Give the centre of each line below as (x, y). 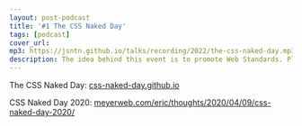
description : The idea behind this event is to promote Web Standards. (146, 59)
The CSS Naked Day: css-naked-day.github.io (94, 85)
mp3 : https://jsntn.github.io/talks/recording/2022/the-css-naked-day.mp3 (152, 51)
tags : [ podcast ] (40, 34)
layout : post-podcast (50, 18)
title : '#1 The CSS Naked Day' (68, 26)
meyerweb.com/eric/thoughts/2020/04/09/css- (182, 103)
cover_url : (30, 43)
